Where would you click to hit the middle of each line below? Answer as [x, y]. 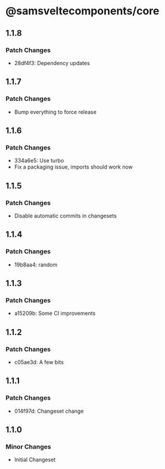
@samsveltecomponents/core [82, 11]
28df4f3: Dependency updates [52, 63]
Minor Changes [28, 447]
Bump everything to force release [55, 112]
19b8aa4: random [36, 265]
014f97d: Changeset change [49, 411]
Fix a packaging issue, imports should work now [73, 167]
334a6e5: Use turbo [39, 161]
